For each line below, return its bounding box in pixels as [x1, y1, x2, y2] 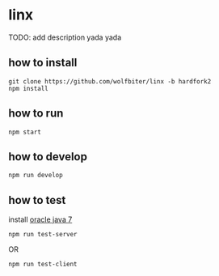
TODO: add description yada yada [8, 32, 122, 42]
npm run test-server [8, 231, 78, 239]
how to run [8, 107, 64, 121]
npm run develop [8, 172, 63, 180]
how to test [8, 193, 66, 207]
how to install [8, 56, 78, 70]
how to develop [8, 150, 87, 163]
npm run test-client [8, 261, 78, 269]
